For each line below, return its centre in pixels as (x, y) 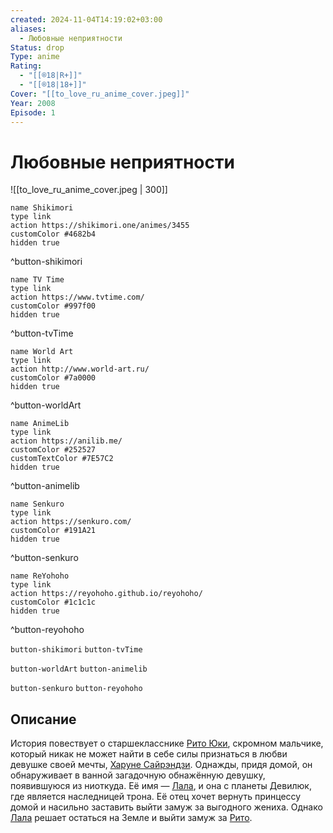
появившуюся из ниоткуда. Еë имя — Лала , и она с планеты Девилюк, (161, 786)
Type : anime (35, 57)
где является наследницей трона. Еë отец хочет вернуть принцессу (156, 797)
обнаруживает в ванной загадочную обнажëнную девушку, (138, 775)
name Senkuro (37, 504)
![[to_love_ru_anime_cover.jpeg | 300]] (89, 190)
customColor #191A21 (53, 531)
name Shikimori (42, 208)
